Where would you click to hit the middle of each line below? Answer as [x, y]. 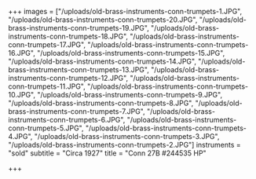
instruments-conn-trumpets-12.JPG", [68, 78]
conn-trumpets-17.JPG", [47, 45]
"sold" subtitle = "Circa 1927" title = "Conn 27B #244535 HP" [107, 153]
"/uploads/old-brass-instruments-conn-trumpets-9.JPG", [129, 95]
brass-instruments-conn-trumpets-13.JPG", [79, 69]
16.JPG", [22, 53]
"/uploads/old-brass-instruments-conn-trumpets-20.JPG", [103, 20]
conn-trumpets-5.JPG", [46, 128]
